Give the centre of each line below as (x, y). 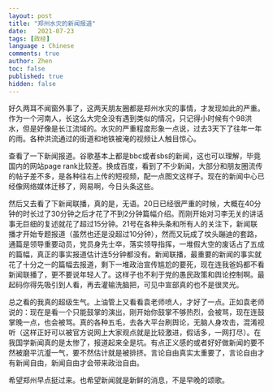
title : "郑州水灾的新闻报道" (52, 24)
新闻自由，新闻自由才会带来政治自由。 (79, 363)
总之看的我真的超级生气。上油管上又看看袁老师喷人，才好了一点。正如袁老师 (136, 302)
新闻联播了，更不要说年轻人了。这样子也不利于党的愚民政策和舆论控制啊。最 (136, 274)
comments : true (34, 54)
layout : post (30, 16)
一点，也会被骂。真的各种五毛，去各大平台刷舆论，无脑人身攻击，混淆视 (143, 322)
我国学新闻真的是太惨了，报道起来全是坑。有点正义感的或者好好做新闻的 (129, 342)
